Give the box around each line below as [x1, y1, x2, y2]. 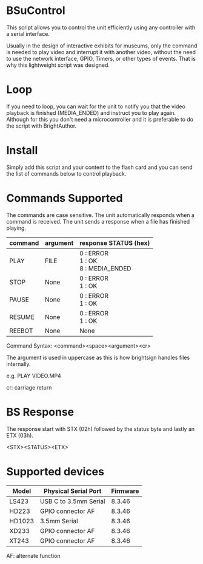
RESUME [9, 312, 35, 321]
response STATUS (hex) [79, 238, 150, 247]
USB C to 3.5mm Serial [39, 497, 105, 505]
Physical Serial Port [43, 487, 102, 495]
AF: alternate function [6, 552, 61, 559]
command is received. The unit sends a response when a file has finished [6, 218, 190, 225]
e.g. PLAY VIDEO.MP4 [6, 372, 62, 379]
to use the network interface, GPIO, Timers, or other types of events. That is [6, 55, 196, 62]
